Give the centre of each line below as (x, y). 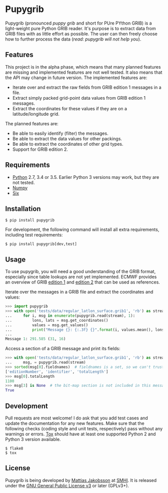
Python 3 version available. (33, 439)
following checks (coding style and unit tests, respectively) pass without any (84, 429)
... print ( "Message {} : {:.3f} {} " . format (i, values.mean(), (79, 330)
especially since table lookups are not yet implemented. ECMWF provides (81, 277)
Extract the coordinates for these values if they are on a (70, 108)
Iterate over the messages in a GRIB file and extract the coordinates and (79, 292)
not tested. (23, 182)
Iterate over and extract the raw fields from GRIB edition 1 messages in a (87, 87)
